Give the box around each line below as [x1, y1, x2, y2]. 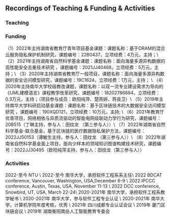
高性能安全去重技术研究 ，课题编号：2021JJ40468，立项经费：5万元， [5, 64, 155, 70]
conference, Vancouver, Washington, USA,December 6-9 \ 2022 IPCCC [5, 177, 156, 183]
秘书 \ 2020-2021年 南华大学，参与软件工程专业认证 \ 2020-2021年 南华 [9, 195, 160, 201]
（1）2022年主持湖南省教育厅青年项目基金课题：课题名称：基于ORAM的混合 [5, 45, 165, 51]
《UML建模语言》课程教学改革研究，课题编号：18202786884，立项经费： [5, 89, 160, 96]
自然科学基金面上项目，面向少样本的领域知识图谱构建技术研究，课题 [14, 140, 157, 146]
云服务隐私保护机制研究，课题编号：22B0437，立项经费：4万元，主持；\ [5, 51, 159, 57]
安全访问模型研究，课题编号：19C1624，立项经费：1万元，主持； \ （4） [14, 77, 166, 83]
